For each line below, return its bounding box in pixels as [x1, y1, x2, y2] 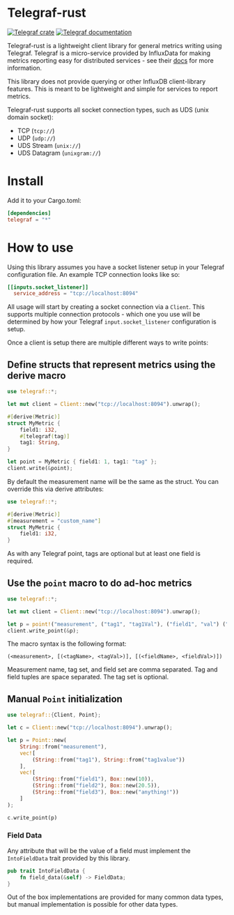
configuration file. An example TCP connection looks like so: [7, 270, 180, 278]
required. [7, 557, 33, 566]
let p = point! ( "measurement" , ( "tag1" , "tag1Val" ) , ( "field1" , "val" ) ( [7, 621, 226, 628]
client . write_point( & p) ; [7, 627, 79, 634]
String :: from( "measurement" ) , [19, 743, 108, 750]
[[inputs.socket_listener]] [7, 284, 89, 291]
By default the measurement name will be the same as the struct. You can [7, 477, 219, 485]
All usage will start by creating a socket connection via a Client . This [7, 303, 205, 311]
